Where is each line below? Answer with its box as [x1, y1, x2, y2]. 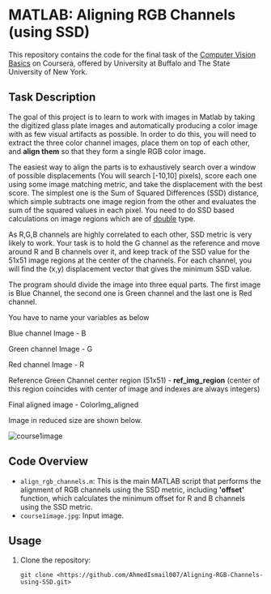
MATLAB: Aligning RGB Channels [8, 6, 236, 24]
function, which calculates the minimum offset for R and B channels [19, 493, 245, 503]
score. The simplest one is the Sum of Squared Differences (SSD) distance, [8, 188, 259, 198]
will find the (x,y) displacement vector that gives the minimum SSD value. [8, 263, 252, 273]
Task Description [8, 91, 96, 105]
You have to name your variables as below [8, 312, 150, 322]
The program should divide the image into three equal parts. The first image [8, 280, 261, 289]
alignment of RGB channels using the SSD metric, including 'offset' [19, 485, 245, 494]
